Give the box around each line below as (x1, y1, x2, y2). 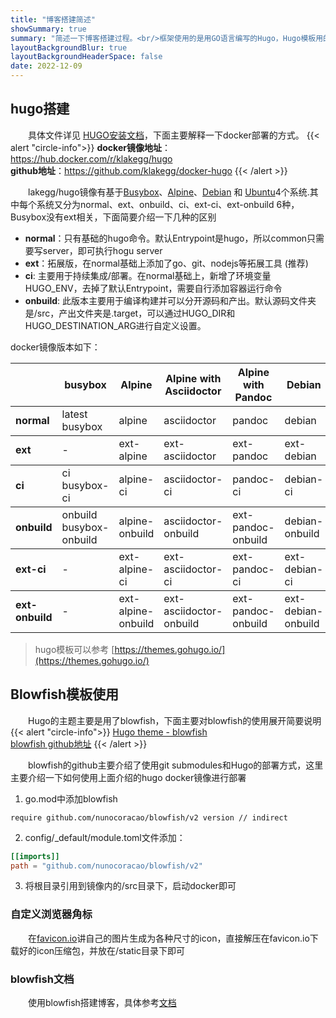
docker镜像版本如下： (10, 341, 101, 353)
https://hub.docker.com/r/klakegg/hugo (10, 152, 173, 165)
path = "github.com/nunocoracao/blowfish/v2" (10, 861, 203, 871)
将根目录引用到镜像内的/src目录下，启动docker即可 (24, 880, 237, 892)
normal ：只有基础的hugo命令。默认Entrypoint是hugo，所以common (24, 232, 308, 244)
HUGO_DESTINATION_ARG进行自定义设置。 (24, 319, 207, 331)
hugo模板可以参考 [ (34, 643, 115, 655)
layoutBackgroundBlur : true (10, 42, 128, 53)
